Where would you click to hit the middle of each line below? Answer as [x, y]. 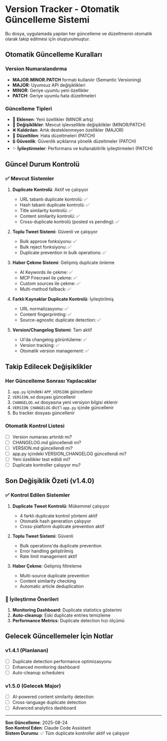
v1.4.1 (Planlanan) [27, 651]
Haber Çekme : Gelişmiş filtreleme [47, 566]
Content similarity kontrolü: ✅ [50, 216]
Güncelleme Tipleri [29, 108]
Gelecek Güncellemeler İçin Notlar [59, 636]
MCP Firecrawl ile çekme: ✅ [48, 277]
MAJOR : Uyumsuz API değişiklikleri [49, 85]
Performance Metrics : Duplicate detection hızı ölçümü [68, 620]
